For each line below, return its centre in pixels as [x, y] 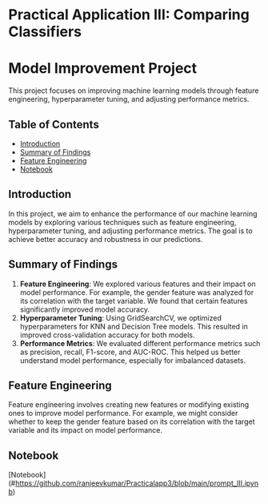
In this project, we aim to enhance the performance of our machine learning [133, 213]
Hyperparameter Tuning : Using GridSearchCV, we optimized [120, 317]
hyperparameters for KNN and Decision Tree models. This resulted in [134, 326]
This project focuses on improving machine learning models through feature [134, 91]
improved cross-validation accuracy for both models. [107, 335]
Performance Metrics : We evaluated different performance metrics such [140, 343]
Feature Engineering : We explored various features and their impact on [138, 284]
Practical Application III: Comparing [129, 15]
